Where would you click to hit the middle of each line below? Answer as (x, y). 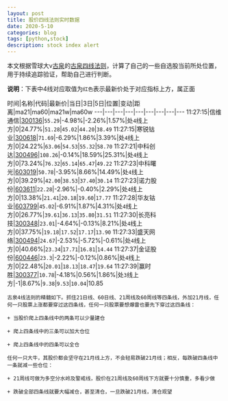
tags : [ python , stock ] (38, 39)
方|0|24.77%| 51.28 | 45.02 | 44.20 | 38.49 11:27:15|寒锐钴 (81, 129)
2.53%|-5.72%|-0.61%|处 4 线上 (103, 240)
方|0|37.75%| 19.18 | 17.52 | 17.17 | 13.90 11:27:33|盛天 (78, 232)
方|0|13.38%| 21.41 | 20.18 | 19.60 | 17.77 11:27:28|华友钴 (81, 197)
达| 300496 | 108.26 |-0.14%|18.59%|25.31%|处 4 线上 (78, 155)
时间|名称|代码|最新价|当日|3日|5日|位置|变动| (71, 103)
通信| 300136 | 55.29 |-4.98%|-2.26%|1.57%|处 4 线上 (78, 120)
